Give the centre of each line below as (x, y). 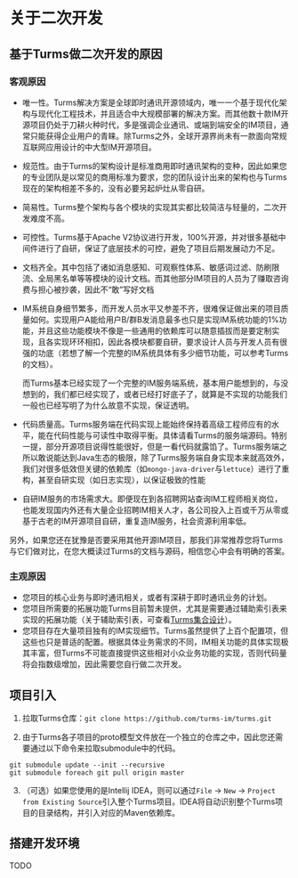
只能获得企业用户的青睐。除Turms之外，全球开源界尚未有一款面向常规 (158, 135)
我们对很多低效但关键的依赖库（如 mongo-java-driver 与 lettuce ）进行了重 (156, 468)
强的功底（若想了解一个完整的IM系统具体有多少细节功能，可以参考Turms (155, 353)
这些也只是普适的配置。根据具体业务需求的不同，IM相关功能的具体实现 (152, 642)
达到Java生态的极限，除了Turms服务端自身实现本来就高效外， (175, 457)
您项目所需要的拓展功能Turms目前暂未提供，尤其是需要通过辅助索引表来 (154, 609)
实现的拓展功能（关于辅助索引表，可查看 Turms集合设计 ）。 (129, 620)
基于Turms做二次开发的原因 (86, 54)
